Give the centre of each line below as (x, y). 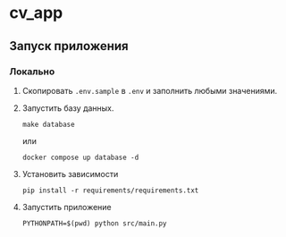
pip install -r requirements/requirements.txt (110, 190)
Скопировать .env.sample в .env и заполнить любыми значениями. (150, 90)
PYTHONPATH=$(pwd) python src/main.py (94, 223)
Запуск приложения (69, 46)
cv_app (36, 13)
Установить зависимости (70, 174)
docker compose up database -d (80, 157)
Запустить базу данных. (68, 108)
